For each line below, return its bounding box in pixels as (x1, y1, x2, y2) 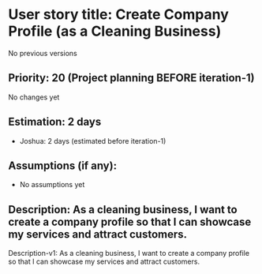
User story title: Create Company (8, 6, 229, 24)
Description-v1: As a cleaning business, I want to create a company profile (8, 249, 250, 258)
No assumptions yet (19, 180, 85, 190)
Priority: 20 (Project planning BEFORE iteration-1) (8, 71, 255, 84)
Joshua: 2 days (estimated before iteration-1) (19, 136, 167, 145)
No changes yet (8, 92, 60, 102)
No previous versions (8, 48, 77, 58)
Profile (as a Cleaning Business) (8, 22, 222, 40)
